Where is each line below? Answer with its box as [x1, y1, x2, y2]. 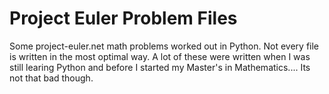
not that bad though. [9, 72, 94, 84]
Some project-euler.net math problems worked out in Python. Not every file [9, 40, 320, 52]
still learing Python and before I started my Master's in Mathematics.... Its [9, 61, 311, 73]
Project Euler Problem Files [9, 7, 238, 30]
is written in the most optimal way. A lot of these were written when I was [9, 50, 311, 62]
